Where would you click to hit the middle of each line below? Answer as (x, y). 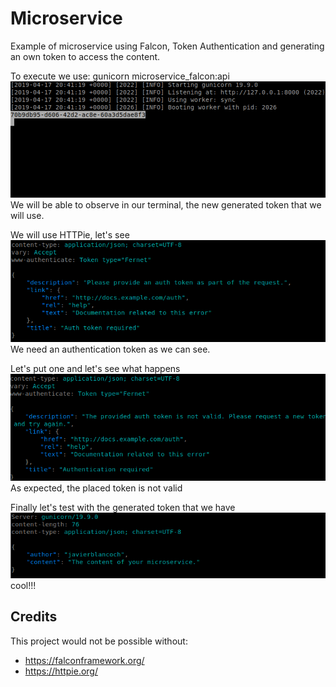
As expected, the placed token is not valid (96, 488)
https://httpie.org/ (61, 671)
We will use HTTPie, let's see (70, 234)
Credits (34, 617)
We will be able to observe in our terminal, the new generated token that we (166, 204)
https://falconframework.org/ (84, 660)
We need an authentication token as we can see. (110, 349)
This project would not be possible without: (99, 641)
